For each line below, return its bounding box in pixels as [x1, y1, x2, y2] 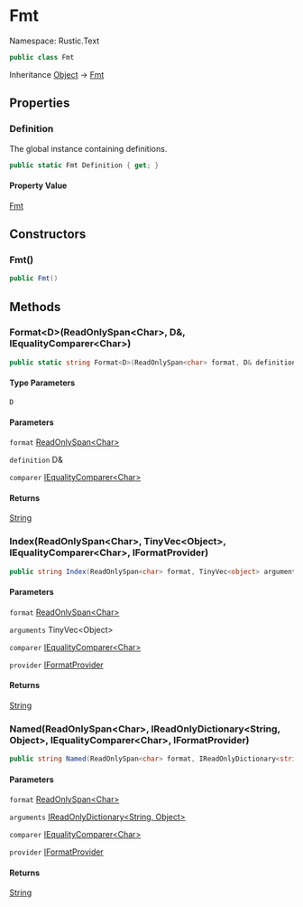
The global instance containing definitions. [9, 143, 168, 154]
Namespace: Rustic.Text [9, 35, 100, 46]
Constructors [9, 226, 87, 241]
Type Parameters [9, 377, 76, 389]
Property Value [9, 180, 68, 191]
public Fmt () [9, 274, 59, 283]
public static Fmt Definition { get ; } [9, 160, 160, 170]
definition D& [9, 454, 63, 466]
